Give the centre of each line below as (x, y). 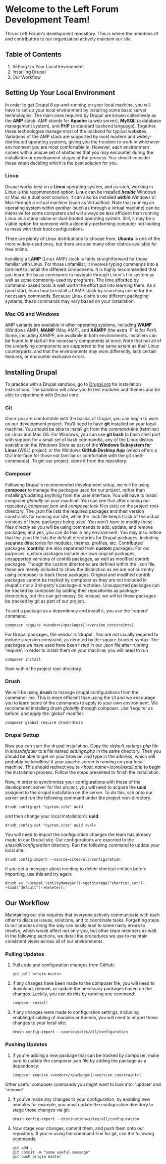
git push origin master (37, 1157)
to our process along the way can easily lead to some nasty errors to (75, 925)
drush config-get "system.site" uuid (44, 807)
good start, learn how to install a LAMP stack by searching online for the (79, 290)
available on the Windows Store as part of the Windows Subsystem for (78, 445)
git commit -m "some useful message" (51, 1152)
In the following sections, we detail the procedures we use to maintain (76, 936)
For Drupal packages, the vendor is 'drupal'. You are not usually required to (82, 634)
